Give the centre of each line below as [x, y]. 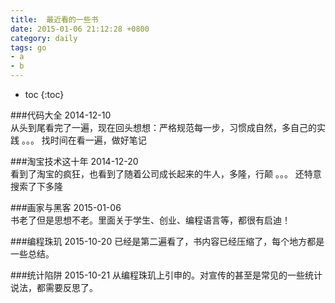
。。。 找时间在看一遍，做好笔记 [84, 140]
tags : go [28, 47]
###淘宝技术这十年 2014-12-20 [74, 161]
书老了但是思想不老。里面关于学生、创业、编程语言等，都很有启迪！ [150, 220]
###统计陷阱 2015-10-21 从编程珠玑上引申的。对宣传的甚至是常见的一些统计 [166, 275]
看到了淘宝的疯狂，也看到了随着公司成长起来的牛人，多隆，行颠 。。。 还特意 [166, 174]
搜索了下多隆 [36, 186]
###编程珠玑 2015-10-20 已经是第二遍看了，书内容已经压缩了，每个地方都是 [167, 241]
